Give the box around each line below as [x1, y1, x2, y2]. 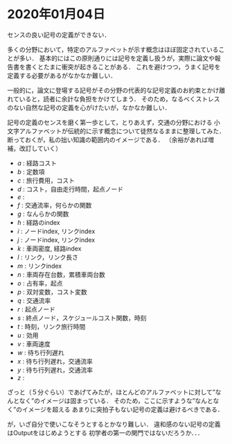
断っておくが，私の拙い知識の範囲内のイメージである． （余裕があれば [7, 135, 208, 144]
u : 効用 [17, 331, 39, 339]
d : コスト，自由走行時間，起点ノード [17, 185, 123, 193]
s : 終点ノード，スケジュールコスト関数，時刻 [17, 314, 147, 322]
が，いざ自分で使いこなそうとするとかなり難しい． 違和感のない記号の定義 [7, 420, 221, 428]
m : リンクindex [17, 262, 62, 270]
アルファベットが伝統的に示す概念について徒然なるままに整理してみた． [19, 126, 226, 135]
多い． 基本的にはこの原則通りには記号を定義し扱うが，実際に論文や [19, 53, 215, 62]
